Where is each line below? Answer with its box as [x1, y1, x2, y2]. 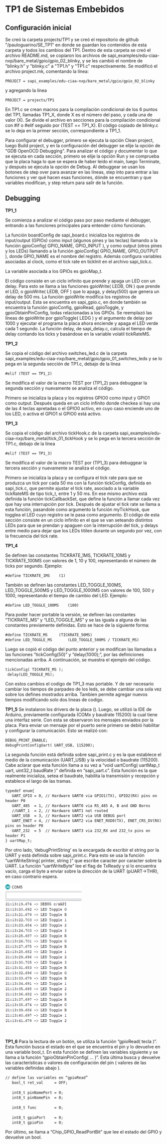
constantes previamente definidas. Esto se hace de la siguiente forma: [5, 622, 150, 628]
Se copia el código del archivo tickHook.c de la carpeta [5, 430, 119, 436]
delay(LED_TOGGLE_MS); [7, 672, 55, 677]
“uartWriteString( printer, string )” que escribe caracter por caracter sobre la [5, 857, 162, 864]
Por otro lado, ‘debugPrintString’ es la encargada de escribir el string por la [5, 847, 160, 853]
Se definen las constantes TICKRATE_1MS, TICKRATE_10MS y [5, 552, 131, 558]
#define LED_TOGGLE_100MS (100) [5, 603, 79, 608]
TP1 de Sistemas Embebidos [5, 3, 125, 15]
